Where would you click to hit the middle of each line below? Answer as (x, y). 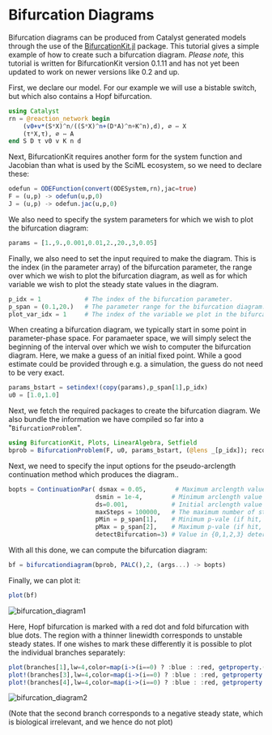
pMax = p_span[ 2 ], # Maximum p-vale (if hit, (179, 527)
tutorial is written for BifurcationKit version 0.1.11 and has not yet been (124, 63)
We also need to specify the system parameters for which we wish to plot (131, 219)
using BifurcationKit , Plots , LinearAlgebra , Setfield (103, 443)
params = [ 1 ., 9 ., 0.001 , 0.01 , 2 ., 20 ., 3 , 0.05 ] (83, 243)
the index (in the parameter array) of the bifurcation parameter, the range (130, 267)
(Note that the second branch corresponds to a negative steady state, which (136, 714)
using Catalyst (34, 111)
